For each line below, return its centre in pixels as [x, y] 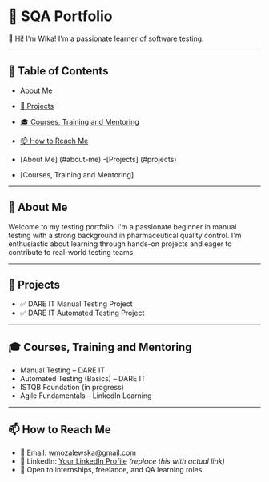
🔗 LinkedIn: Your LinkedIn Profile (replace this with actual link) [122, 461]
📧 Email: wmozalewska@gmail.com [78, 452]
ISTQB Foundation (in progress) [72, 388]
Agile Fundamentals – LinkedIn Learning [86, 396]
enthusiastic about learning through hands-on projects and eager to [120, 244]
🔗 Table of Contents [58, 71]
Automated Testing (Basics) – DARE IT [82, 379]
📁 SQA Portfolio [60, 16]
